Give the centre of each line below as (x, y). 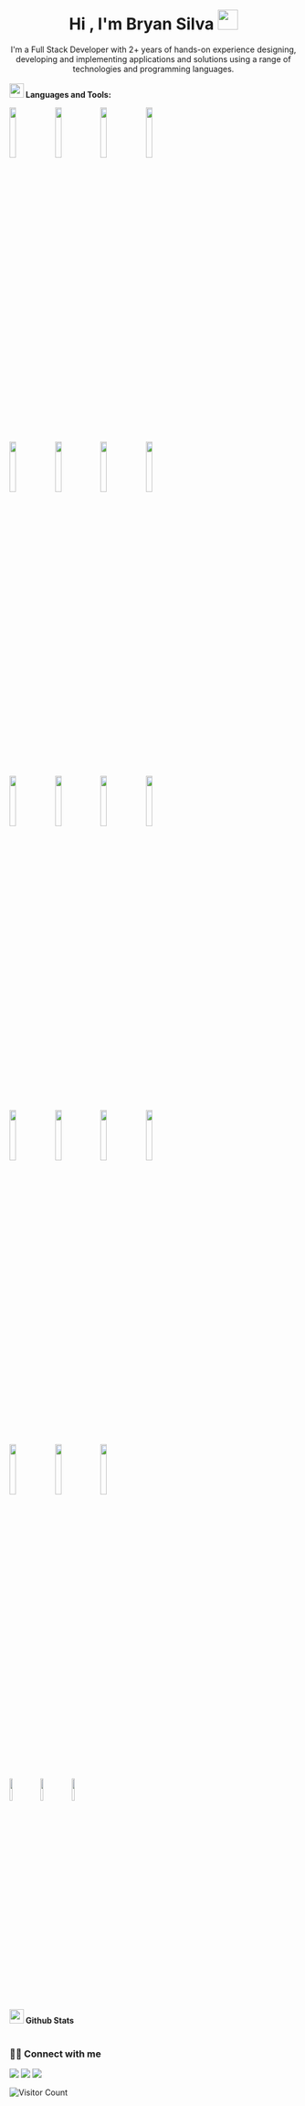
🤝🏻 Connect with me (56, 2054)
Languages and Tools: (68, 94)
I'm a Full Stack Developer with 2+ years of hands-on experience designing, (153, 49)
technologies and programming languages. (153, 69)
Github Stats (50, 2020)
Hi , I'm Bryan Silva (142, 24)
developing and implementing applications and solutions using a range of (153, 58)
